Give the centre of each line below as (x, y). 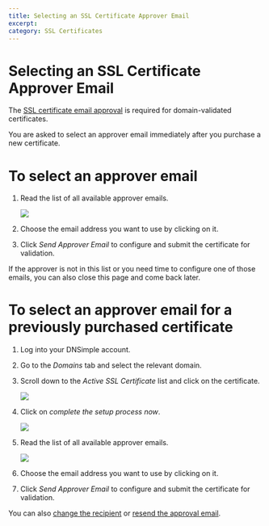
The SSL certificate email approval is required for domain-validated (120, 111)
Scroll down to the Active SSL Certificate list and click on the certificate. (140, 381)
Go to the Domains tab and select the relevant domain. (111, 365)
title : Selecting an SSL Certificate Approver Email (99, 16)
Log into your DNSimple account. (75, 350)
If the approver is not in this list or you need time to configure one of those (132, 269)
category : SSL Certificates (56, 31)
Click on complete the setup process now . (90, 412)
